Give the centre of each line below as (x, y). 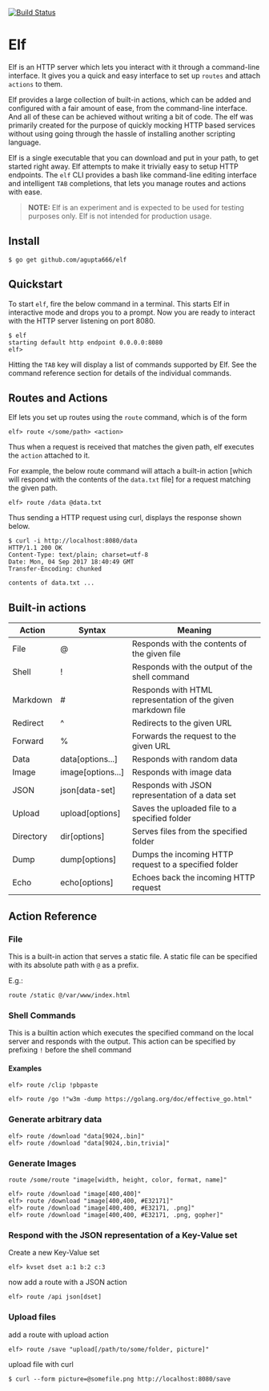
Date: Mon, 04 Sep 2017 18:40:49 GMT (71, 562)
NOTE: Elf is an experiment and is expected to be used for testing (136, 207)
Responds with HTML (173, 690)
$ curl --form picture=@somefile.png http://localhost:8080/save (119, 1379)
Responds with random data (185, 759)
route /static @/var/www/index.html (69, 995)
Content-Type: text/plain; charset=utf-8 (78, 555)
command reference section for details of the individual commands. (120, 372)
